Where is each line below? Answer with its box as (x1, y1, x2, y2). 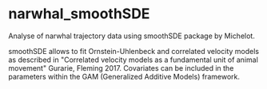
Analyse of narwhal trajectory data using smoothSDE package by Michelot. (8, 31, 256, 41)
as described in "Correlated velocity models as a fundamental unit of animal (8, 55, 258, 64)
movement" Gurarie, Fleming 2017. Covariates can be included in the (8, 63, 234, 72)
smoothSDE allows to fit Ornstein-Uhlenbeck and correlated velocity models (8, 46, 260, 56)
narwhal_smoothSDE (8, 5, 150, 23)
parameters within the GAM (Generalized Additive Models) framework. (8, 72, 240, 81)
